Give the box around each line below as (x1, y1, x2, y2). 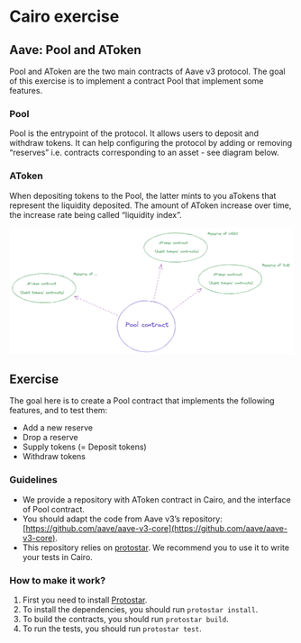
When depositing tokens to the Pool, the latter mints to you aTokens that (9, 190, 277, 201)
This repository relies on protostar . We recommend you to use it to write (22, 542, 290, 553)
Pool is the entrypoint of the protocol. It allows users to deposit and (9, 128, 260, 139)
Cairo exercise (9, 6, 120, 27)
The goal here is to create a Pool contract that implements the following (9, 395, 275, 406)
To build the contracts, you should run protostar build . (22, 613, 229, 624)
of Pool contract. (22, 503, 86, 514)
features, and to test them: (9, 405, 108, 416)
